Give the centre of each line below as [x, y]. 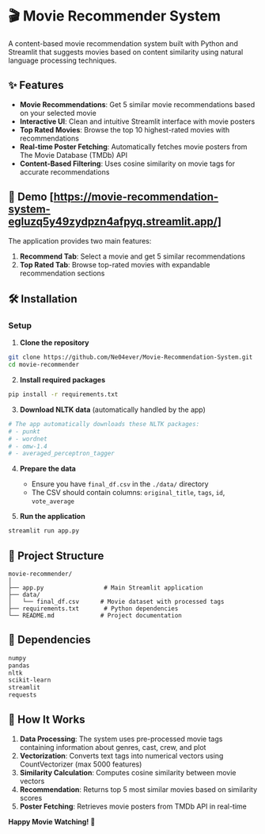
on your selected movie [58, 113]
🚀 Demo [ [31, 197]
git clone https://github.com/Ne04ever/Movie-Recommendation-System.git [131, 357]
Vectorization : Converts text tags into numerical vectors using [121, 755]
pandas [19, 665]
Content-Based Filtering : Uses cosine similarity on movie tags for [127, 163]
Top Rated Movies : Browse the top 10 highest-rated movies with [125, 129]
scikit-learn [30, 680]
